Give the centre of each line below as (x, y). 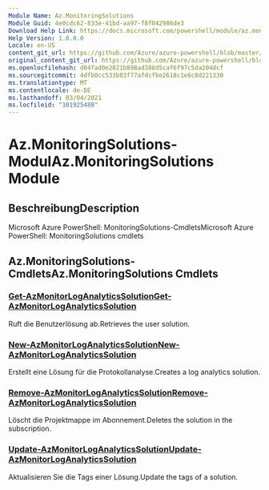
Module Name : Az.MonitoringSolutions (71, 16)
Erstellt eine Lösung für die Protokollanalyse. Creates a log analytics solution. (134, 372)
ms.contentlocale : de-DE (50, 90)
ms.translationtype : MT (48, 82)
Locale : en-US (32, 46)
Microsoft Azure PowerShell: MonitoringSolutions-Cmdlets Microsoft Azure (131, 227)
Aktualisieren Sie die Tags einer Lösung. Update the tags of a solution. (123, 476)
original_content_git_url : (53, 61)
